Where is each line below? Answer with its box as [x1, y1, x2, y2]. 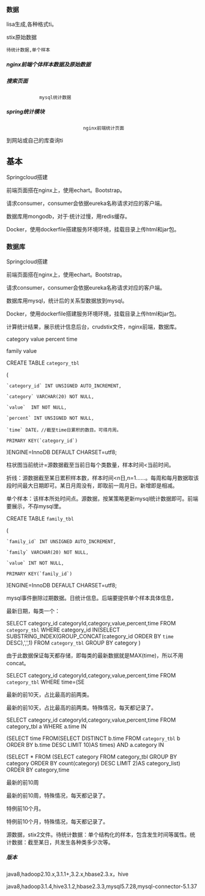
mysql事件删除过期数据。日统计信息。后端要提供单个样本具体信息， [6, 594, 177, 601]
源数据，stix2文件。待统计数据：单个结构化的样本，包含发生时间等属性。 [6, 830, 190, 838]
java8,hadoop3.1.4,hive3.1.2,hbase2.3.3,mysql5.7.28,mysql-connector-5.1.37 [6, 882, 198, 890]
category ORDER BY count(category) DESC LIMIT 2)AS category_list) [6, 759, 181, 767]
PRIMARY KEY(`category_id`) [6, 438, 78, 444]
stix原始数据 [6, 34, 37, 41]
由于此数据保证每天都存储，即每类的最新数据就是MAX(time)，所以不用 [6, 652, 184, 659]
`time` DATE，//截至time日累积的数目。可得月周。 [6, 427, 122, 433]
